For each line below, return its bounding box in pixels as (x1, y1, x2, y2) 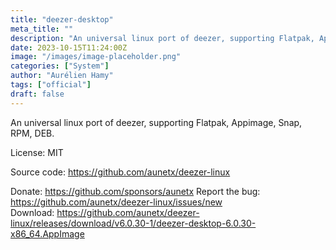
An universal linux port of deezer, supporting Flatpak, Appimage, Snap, (10, 116, 303, 128)
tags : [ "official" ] (10, 80, 92, 90)
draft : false (10, 89, 65, 99)
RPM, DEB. (10, 127, 55, 139)
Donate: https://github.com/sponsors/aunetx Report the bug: (10, 185, 261, 197)
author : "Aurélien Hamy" (10, 71, 114, 81)
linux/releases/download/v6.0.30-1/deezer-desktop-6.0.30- (10, 217, 257, 229)
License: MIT (10, 146, 64, 158)
